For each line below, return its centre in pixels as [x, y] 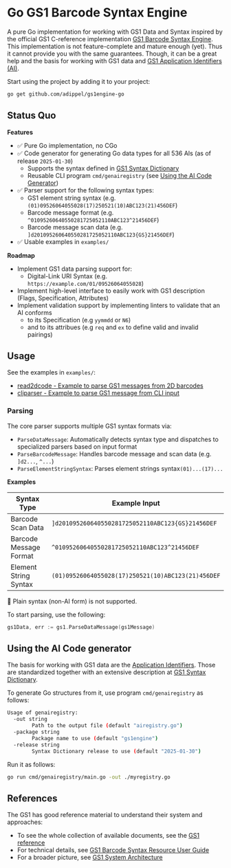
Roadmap [21, 255]
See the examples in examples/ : [52, 372]
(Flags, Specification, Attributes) [63, 298]
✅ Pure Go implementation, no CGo [67, 145]
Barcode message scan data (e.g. [75, 227]
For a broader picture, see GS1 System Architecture [90, 858]
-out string [31, 720]
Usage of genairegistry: [43, 713]
